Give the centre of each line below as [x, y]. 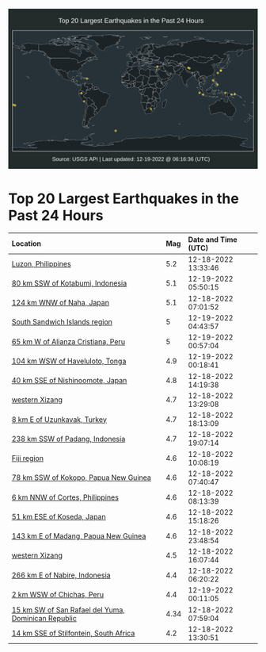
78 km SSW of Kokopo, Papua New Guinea [82, 477]
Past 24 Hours [56, 215]
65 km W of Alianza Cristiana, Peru [68, 341]
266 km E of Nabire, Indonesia [61, 575]
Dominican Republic [44, 618]
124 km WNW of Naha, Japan [60, 303]
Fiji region [28, 458]
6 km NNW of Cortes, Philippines [65, 497]
